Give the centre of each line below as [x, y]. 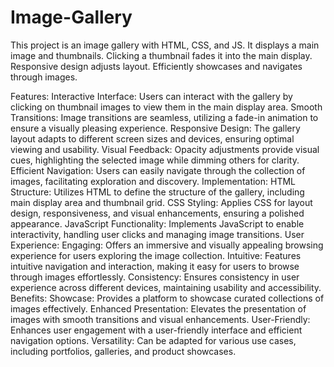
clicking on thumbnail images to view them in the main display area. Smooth [166, 107]
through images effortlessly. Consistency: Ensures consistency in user [155, 277]
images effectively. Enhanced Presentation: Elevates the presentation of [158, 308]
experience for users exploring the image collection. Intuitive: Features [156, 255]
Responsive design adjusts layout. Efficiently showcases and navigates [156, 66]
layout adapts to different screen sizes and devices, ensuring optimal [152, 138]
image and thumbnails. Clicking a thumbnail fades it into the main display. [161, 55]
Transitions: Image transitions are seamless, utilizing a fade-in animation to [164, 117]
